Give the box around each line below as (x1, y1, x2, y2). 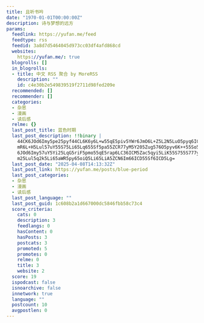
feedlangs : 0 (17, 223, 50, 229)
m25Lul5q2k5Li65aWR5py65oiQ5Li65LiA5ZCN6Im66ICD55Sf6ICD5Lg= (17, 155, 175, 161)
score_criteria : (12, 206, 53, 212)
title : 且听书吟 (6, 8, 44, 15)
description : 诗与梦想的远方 (6, 20, 74, 26)
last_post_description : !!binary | (12, 133, 102, 139)
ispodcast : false (12, 279, 56, 285)
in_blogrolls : (12, 65, 47, 72)
